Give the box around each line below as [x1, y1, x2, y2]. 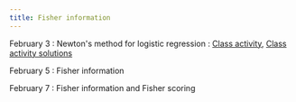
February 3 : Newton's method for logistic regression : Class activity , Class [9, 38, 287, 49]
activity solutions [9, 47, 73, 59]
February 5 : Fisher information [9, 65, 125, 76]
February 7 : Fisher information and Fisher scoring [9, 82, 196, 93]
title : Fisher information [9, 13, 111, 23]
